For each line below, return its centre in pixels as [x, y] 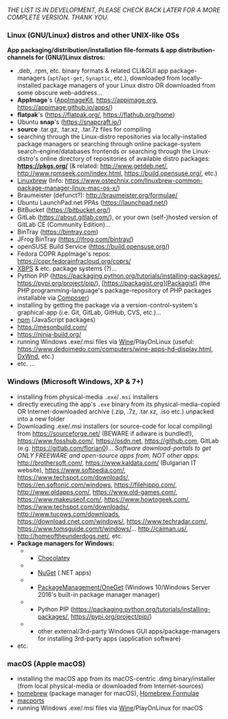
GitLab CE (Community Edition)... [64, 225]
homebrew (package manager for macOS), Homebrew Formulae [108, 693]
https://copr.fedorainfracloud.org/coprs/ [74, 261]
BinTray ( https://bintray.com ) [58, 232]
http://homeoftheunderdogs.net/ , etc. [70, 536]
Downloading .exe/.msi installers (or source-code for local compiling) [115, 426]
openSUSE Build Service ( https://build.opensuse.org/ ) [93, 247]
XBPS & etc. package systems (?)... [67, 269]
